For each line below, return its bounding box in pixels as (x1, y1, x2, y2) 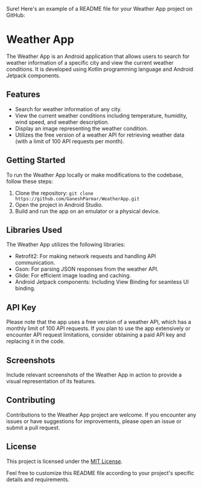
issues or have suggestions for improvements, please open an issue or (6, 417, 182, 425)
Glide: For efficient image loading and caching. (14, 272, 131, 279)
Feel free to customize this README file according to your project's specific (6, 469, 195, 476)
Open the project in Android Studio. (14, 201, 104, 208)
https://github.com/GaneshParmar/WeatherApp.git (14, 196, 140, 202)
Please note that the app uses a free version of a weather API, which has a (6, 319, 192, 326)
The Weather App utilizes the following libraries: (6, 241, 125, 248)
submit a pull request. (6, 424, 60, 431)
